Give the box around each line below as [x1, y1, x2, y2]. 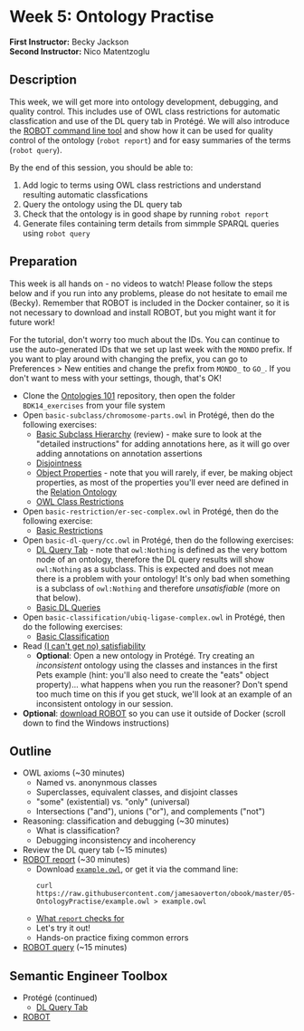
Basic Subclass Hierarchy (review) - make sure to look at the [35, 429, 262, 439]
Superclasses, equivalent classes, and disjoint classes [35, 786, 238, 798]
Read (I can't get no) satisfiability [22, 641, 147, 651]
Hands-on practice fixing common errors [35, 932, 189, 943]
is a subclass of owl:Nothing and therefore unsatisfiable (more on [35, 583, 280, 593]
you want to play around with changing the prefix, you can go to [9, 353, 248, 364]
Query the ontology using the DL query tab [22, 198, 183, 209]
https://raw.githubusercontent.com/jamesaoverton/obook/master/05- [35, 890, 296, 899]
